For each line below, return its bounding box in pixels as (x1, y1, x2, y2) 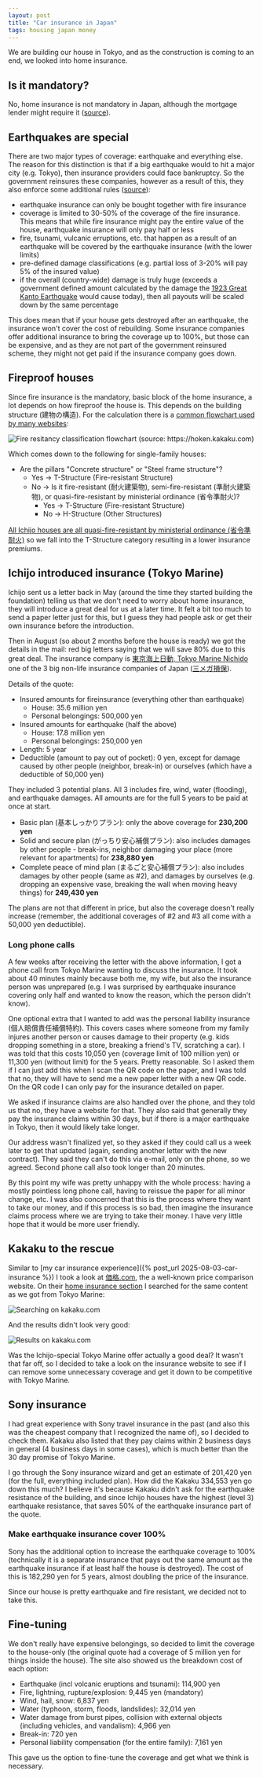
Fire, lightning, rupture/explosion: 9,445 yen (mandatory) (19, 1687, 204, 1696)
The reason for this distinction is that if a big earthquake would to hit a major (8, 160, 255, 169)
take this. (8, 1595, 38, 1605)
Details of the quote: (8, 679, 75, 688)
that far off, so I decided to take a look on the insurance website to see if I (8, 1359, 247, 1368)
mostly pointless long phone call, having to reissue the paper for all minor (8, 1186, 246, 1196)
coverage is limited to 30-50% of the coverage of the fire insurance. (19, 209, 241, 217)
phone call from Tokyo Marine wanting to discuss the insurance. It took (8, 965, 238, 974)
